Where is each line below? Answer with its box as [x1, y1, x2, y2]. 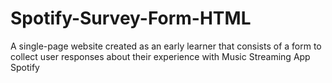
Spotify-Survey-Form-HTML [10, 7, 252, 30]
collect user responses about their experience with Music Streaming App [10, 50, 311, 62]
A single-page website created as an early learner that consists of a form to [10, 40, 322, 52]
